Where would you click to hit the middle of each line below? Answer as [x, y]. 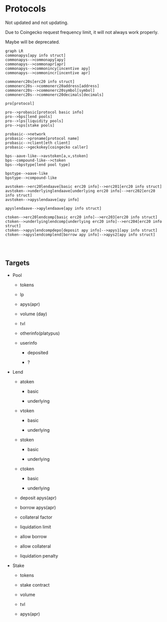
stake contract [35, 585]
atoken [27, 381]
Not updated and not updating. [37, 22]
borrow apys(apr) [38, 507]
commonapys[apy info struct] [35, 55]
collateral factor [36, 517]
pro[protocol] [20, 103]
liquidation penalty [39, 556]
